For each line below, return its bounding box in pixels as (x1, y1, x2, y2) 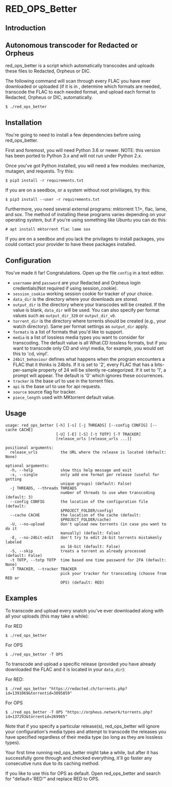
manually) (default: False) (60, 530, 121, 535)
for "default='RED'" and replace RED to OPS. (5, 776, 100, 782)
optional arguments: (5, 463, 50, 468)
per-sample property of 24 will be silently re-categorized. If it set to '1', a (12, 367, 166, 373)
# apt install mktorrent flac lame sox (5, 227, 91, 232)
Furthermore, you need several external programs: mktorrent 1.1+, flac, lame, (5, 206, 167, 212)
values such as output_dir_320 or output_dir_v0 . (12, 313, 117, 319)
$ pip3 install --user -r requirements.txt (5, 197, 100, 202)
